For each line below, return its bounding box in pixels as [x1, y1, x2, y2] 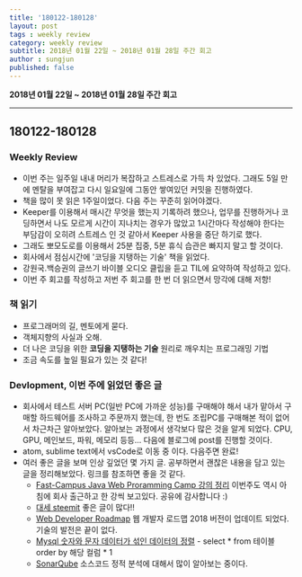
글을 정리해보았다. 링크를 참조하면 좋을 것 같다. [22, 468, 186, 479]
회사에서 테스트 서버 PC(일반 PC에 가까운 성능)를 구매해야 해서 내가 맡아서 [22, 401, 283, 412]
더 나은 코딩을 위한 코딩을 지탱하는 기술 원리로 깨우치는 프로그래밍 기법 [22, 342, 270, 353]
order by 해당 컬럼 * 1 [35, 547, 113, 558]
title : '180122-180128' [9, 13, 99, 22]
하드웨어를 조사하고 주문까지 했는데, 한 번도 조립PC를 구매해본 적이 [39, 413, 273, 423]
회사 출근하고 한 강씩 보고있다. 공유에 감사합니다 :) [52, 491, 228, 502]
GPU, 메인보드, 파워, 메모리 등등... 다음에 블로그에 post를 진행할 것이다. [22, 435, 272, 446]
